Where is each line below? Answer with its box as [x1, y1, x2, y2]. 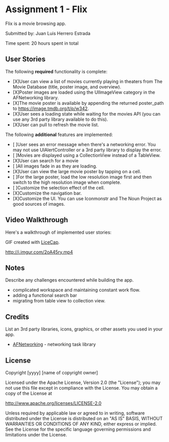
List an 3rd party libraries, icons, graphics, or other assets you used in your [5, 326, 163, 332]
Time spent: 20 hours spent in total [5, 40, 79, 46]
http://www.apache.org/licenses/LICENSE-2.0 [5, 400, 102, 406]
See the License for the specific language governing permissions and [5, 426, 151, 432]
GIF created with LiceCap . [5, 239, 60, 245]
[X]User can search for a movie [12, 157, 79, 163]
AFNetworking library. [12, 94, 59, 100]
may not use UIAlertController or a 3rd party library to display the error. [12, 147, 162, 153]
